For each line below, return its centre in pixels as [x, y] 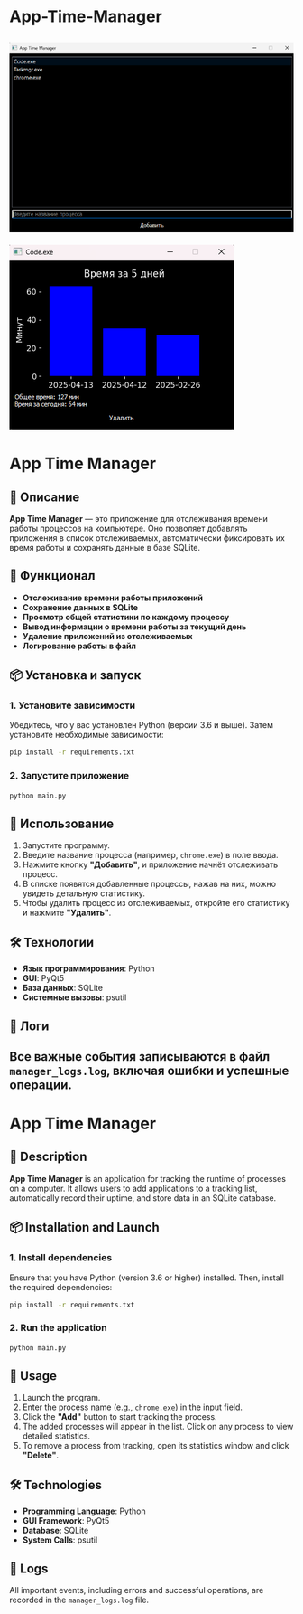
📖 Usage [33, 1376]
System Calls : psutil [60, 1540]
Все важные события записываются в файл [140, 1057]
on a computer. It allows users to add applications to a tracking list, [133, 1188]
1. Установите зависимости [73, 705]
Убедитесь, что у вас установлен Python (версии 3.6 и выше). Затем [141, 725]
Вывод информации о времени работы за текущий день [134, 627]
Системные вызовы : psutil [74, 997]
